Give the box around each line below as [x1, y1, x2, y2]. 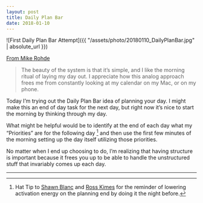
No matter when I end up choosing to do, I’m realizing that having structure [6, 147, 193, 155]
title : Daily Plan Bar [6, 14, 63, 21]
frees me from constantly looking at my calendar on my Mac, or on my [21, 79, 196, 86]
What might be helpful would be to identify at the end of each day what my [6, 122, 193, 129]
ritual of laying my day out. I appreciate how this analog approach [21, 73, 184, 80]
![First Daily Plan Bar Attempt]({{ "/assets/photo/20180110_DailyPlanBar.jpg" [6, 37, 195, 44]
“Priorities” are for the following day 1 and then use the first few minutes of [6, 128, 192, 137]
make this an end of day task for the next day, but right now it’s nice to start [6, 104, 195, 111]
